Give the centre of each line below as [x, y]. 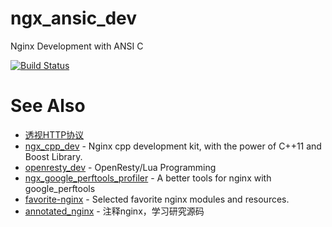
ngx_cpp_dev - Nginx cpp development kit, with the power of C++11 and [173, 146]
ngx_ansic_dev [74, 18]
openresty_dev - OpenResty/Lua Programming [120, 167]
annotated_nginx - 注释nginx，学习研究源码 [114, 211]
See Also [48, 106]
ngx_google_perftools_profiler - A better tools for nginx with [148, 178]
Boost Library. [53, 156]
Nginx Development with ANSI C [77, 46]
